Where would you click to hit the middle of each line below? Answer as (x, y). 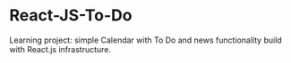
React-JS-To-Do (71, 16)
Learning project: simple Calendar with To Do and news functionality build (145, 40)
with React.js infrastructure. (60, 49)
